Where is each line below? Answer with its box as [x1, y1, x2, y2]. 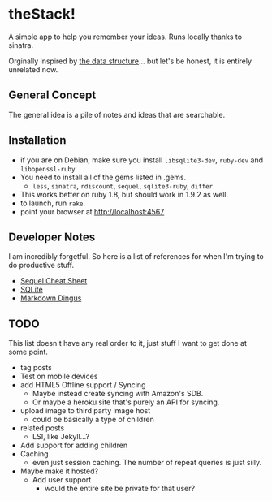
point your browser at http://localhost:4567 [19, 206, 165, 216]
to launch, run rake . [19, 198, 86, 208]
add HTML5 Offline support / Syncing [19, 380, 146, 390]
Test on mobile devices [19, 371, 98, 382]
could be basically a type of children [32, 415, 154, 425]
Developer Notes [8, 230, 96, 244]
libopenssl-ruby [19, 165, 76, 173]
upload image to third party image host [19, 406, 151, 416]
